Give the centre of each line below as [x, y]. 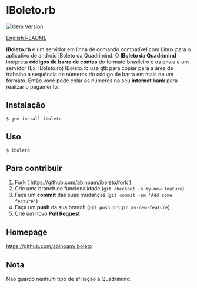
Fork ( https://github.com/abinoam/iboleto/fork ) [73, 182]
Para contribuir [34, 168]
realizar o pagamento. [33, 86]
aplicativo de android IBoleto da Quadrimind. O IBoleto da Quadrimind [91, 55]
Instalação [26, 106]
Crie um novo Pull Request [47, 214]
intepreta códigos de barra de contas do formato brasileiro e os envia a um [98, 62]
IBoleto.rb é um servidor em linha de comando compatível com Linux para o [98, 49]
